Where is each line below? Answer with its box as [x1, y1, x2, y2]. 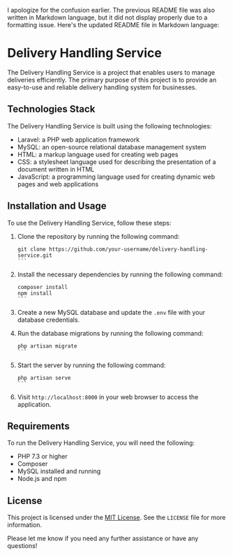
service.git [17, 251, 52, 259]
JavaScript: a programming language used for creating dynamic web [17, 172, 216, 181]
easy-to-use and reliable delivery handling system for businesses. [7, 83, 197, 91]
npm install [17, 290, 52, 297]
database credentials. [17, 315, 80, 324]
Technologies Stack [7, 103, 96, 115]
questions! [7, 542, 38, 550]
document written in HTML [17, 165, 95, 173]
